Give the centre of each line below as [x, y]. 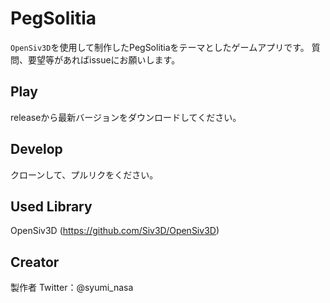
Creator [35, 262]
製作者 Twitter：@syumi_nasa [72, 288]
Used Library [51, 206]
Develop [36, 149]
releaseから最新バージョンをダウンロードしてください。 [126, 117]
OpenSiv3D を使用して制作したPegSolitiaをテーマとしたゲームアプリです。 [160, 47]
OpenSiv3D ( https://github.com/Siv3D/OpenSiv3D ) [115, 231]
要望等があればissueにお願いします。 [104, 59]
